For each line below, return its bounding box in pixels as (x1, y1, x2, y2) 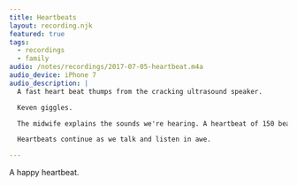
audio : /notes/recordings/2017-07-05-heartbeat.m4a (9, 63, 203, 72)
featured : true (9, 29, 65, 38)
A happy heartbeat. (9, 167, 80, 178)
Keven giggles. (17, 103, 73, 112)
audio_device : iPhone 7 (9, 71, 97, 80)
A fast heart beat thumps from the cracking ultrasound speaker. (17, 87, 263, 96)
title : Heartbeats (9, 12, 77, 22)
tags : (9, 37, 29, 47)
